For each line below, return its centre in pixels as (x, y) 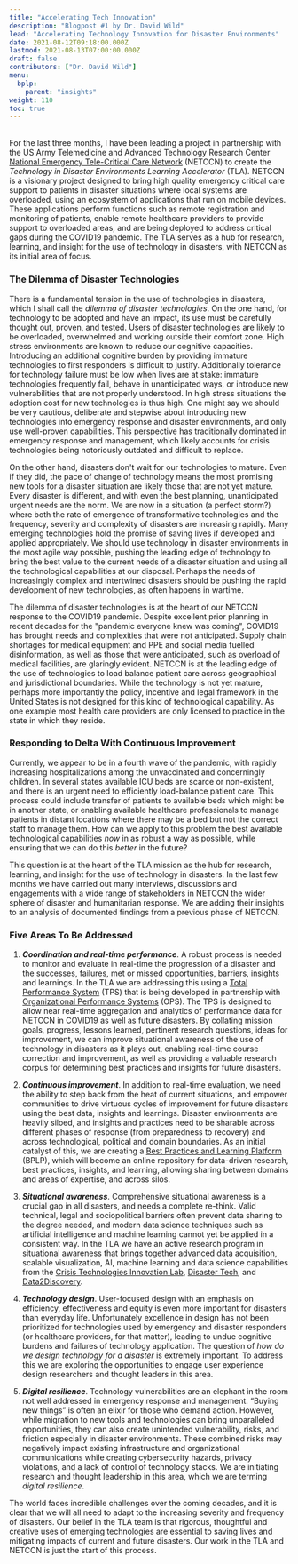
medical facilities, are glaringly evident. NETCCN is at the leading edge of (143, 664)
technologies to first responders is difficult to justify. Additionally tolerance (145, 364)
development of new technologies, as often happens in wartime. (126, 590)
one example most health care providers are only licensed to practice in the (147, 711)
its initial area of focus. (51, 256)
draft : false (33, 59)
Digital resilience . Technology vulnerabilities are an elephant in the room (155, 1392)
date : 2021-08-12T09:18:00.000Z (69, 42)
